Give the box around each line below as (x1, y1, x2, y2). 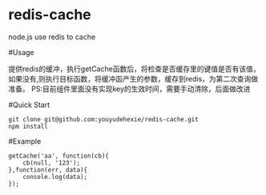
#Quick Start (8, 100, 50, 109)
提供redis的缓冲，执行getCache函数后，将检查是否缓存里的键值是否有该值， (8, 64, 260, 74)
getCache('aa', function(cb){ (8, 152, 110, 160)
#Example (8, 136, 42, 145)
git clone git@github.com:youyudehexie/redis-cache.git (8, 115, 199, 123)
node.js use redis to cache (8, 32, 96, 42)
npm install (8, 122, 48, 130)
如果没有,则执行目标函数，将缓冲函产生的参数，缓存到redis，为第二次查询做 (8, 74, 259, 83)
